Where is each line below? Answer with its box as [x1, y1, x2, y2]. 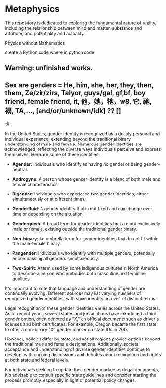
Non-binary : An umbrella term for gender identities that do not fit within [12, 236, 159, 242]
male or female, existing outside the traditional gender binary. [12, 226, 137, 232]
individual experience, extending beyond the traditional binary [5, 136, 131, 142]
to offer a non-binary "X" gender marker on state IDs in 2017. [5, 327, 129, 333]
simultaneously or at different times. [12, 196, 86, 202]
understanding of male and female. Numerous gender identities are [5, 141, 142, 147]
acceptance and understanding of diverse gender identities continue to [5, 346, 150, 352]
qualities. [12, 276, 31, 282]
